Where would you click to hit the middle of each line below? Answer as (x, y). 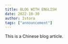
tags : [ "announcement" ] (29, 23)
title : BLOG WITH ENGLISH (31, 9)
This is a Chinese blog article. (34, 36)
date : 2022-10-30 (22, 14)
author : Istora (20, 18)
